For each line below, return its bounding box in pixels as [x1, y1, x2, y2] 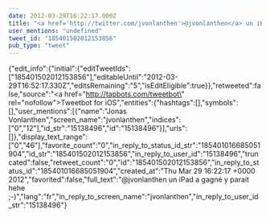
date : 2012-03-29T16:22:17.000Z [8, 11, 117, 20]
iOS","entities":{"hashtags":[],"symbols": [104, 98, 239, 108]
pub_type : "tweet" [8, 42, 70, 50]
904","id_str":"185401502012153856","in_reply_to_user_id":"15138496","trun [8, 149, 259, 159]
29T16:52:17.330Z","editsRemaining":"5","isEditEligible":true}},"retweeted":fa [8, 81, 261, 91]
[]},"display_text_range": [8, 132, 88, 141]
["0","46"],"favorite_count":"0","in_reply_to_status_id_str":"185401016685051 [8, 141, 261, 150]
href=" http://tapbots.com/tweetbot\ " [63, 89, 185, 99]
